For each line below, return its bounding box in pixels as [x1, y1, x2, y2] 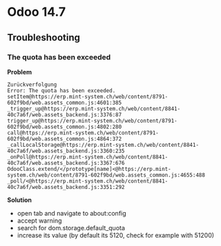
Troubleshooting [7, 32, 81, 43]
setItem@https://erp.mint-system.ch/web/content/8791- [7, 93, 169, 100]
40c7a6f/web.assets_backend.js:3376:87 [7, 111, 122, 118]
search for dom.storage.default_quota [17, 223, 126, 232]
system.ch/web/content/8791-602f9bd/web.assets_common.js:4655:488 [7, 172, 206, 178]
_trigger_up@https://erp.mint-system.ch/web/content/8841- [7, 105, 181, 112]
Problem [7, 68, 32, 76]
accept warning [17, 216, 62, 225]
